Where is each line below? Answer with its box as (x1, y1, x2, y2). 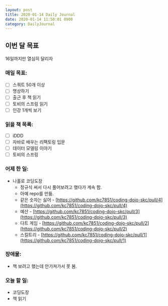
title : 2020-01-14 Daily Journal (5, 12, 75, 17)
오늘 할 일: (5, 277, 29, 284)
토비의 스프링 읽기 (12, 101, 48, 107)
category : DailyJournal (5, 21, 55, 27)
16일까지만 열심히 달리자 (5, 56, 53, 62)
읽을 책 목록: (5, 121, 34, 128)
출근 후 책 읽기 (12, 94, 41, 101)
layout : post (5, 7, 33, 13)
